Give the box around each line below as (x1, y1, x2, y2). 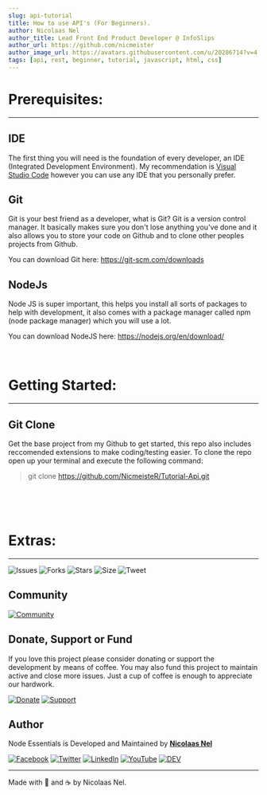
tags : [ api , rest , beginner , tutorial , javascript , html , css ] (8, 57, 222, 65)
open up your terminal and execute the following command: (8, 456, 203, 465)
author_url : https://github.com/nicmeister (8, 41, 155, 49)
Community (8, 589, 68, 602)
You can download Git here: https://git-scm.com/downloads (8, 255, 204, 264)
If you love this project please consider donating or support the (8, 654, 215, 664)
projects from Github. (8, 240, 78, 249)
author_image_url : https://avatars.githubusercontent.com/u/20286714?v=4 (8, 49, 258, 57)
